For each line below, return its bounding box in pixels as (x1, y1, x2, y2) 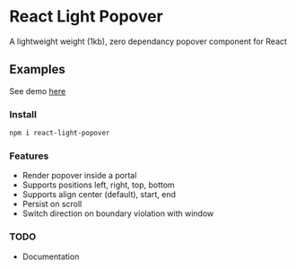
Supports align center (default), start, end (22, 189, 177, 200)
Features (9, 150, 49, 162)
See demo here (9, 85, 66, 96)
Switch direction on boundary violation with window (22, 208, 214, 219)
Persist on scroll (22, 199, 83, 210)
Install (9, 108, 38, 120)
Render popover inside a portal (22, 170, 137, 181)
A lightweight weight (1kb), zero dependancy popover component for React (9, 36, 287, 47)
